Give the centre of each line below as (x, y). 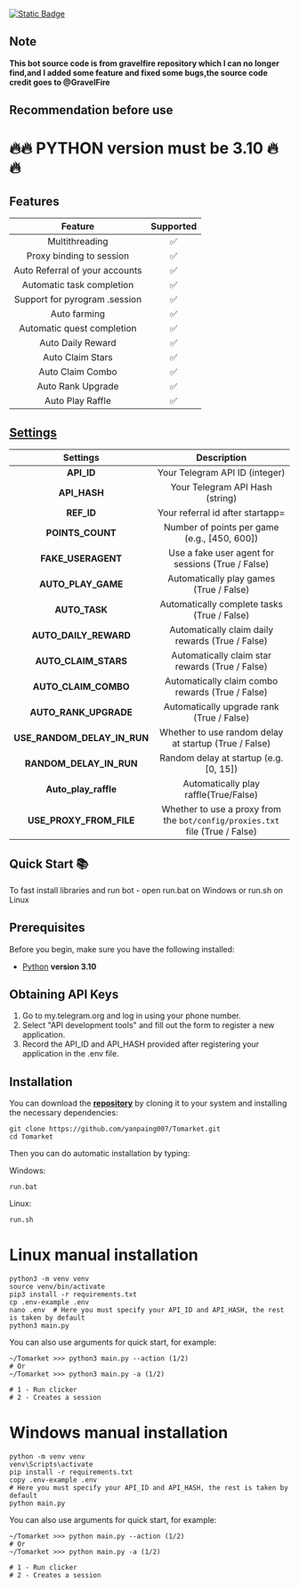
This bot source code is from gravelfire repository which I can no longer (145, 63)
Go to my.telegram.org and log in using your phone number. (132, 1016)
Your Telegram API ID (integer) (221, 473)
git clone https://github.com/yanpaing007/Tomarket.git (115, 1129)
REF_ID (81, 513)
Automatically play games (222, 579)
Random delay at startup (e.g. (222, 758)
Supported (174, 226)
